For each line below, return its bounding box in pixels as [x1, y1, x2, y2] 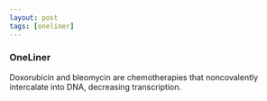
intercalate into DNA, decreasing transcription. [9, 81, 182, 92]
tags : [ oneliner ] [9, 22, 75, 31]
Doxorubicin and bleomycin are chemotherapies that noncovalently [9, 71, 259, 82]
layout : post [9, 13, 59, 23]
